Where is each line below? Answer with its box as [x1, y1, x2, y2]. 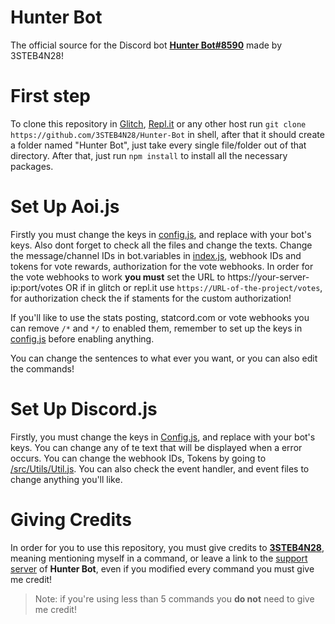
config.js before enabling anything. [10, 332, 155, 345]
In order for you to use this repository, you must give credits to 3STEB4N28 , [10, 541, 325, 553]
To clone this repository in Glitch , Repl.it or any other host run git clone [10, 117, 307, 130]
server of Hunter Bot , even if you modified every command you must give [10, 562, 315, 575]
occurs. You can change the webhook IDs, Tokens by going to [10, 452, 267, 464]
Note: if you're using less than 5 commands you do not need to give [34, 592, 315, 605]
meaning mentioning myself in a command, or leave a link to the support [10, 552, 308, 564]
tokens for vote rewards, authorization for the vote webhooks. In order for [10, 260, 314, 272]
